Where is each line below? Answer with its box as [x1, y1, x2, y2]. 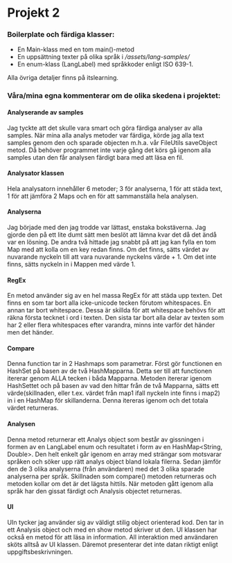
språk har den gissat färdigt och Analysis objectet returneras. [7, 487, 182, 495]
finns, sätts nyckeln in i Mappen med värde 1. [7, 260, 136, 269]
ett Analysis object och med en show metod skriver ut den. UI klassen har [7, 526, 217, 534]
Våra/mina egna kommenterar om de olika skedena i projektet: [7, 91, 221, 101]
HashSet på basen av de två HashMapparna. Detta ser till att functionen [7, 367, 213, 376]
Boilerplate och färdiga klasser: [7, 30, 115, 40]
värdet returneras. [7, 404, 59, 412]
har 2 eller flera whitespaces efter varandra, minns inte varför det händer [7, 321, 215, 329]
